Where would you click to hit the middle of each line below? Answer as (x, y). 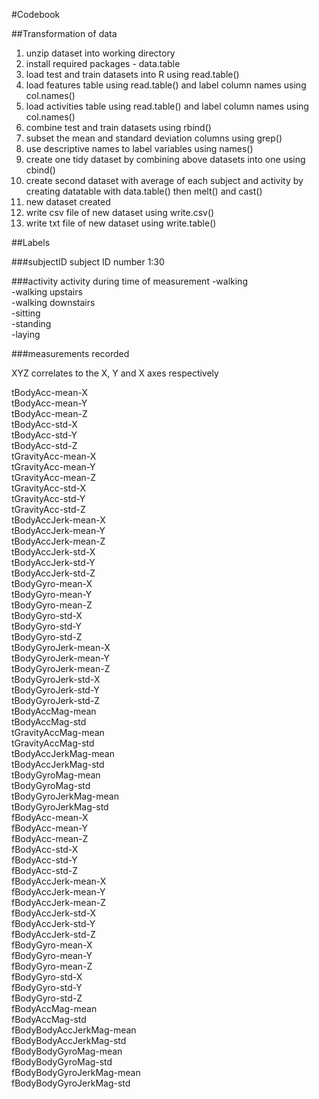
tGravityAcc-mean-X (54, 456)
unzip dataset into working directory (100, 53)
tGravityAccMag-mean (58, 732)
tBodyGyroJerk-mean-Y (61, 658)
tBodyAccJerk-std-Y (53, 562)
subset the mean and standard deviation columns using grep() (154, 138)
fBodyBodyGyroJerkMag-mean (76, 1072)
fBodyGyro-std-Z (47, 998)
